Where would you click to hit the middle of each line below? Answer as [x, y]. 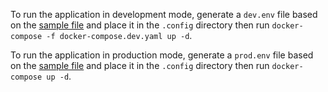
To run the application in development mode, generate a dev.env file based [164, 14]
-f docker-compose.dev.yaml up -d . [119, 35]
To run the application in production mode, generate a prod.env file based [162, 55]
